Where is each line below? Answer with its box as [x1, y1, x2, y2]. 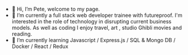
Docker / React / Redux [11, 43, 69, 50]
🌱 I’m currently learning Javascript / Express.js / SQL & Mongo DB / [11, 37, 176, 43]
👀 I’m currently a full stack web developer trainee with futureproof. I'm [11, 12, 183, 19]
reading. [11, 30, 33, 37]
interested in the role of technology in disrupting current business [11, 18, 171, 25]
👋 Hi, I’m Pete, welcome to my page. [11, 6, 101, 12]
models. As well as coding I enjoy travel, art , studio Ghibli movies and [11, 24, 182, 31]
